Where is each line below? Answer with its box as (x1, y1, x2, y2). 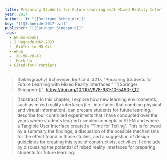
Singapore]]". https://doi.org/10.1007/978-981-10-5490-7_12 (17, 87, 139, 93)
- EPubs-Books (9, 35, 39, 40)
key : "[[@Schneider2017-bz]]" (5, 21, 68, 26)
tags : (5, 30, 16, 35)
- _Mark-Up (9, 58, 32, 63)
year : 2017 (5, 12, 28, 17)
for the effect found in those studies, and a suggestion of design (17, 134, 149, 140)
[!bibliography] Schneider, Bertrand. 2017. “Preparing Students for (17, 77, 153, 82)
